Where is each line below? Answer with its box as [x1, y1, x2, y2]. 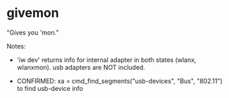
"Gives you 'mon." [6, 28, 59, 37]
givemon [6, 5, 59, 21]
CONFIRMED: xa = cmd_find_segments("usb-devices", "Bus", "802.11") [16, 76, 223, 85]
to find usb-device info [16, 84, 84, 92]
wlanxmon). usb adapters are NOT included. [16, 63, 146, 71]
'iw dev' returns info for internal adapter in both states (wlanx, [16, 55, 197, 64]
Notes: [6, 42, 26, 50]
